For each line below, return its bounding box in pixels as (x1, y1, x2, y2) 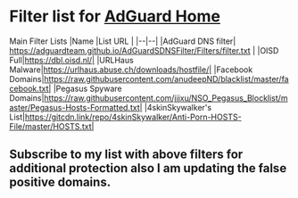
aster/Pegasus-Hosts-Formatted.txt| (9, 102, 143, 112)
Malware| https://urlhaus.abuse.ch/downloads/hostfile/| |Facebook (9, 64, 253, 75)
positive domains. (9, 175, 112, 190)
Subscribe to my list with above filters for (9, 147, 244, 162)
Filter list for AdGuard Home (9, 6, 221, 27)
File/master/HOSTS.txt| (9, 120, 95, 131)
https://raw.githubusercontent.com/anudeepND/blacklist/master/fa (44, 73, 289, 84)
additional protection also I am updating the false (9, 161, 287, 176)
